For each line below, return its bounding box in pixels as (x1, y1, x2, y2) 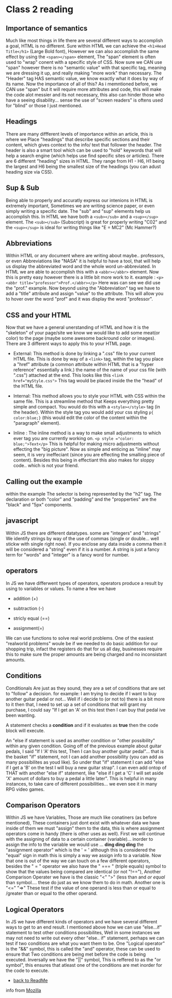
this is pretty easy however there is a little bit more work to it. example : (6, 274, 156, 280)
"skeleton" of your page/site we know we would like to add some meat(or (6, 330, 160, 336)
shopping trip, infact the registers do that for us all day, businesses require (6, 646, 163, 652)
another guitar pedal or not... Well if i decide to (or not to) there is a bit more (6, 696, 165, 702)
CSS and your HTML (6, 310, 71, 320)
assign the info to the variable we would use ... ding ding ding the (6, 841, 144, 848)
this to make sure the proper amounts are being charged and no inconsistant (6, 651, 167, 657)
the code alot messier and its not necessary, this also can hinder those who (6, 92, 165, 98)
